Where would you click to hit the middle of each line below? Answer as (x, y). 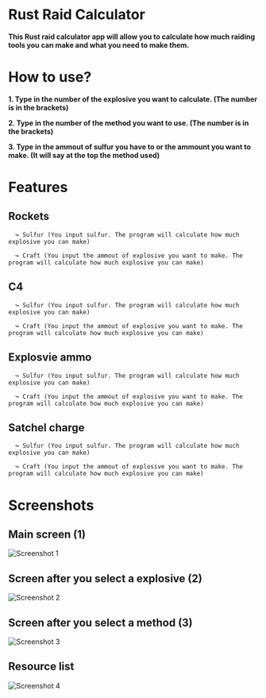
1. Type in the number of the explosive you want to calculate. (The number (133, 99)
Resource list (41, 667)
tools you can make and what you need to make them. (99, 44)
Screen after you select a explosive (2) (105, 578)
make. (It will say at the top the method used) (84, 155)
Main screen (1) (47, 534)
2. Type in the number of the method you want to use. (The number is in (129, 123)
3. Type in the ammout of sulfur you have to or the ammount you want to (130, 147)
